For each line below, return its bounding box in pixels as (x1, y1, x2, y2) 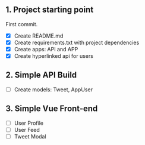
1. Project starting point (5, 5, 94, 15)
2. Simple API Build (5, 70, 77, 80)
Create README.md (14, 32, 64, 39)
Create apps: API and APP (14, 45, 78, 53)
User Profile (14, 119, 44, 127)
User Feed (14, 126, 40, 133)
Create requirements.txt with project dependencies (14, 39, 140, 46)
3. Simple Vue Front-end (5, 104, 98, 114)
